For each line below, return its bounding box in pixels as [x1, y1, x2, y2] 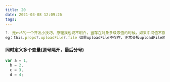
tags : [5, 17, 17, 22]
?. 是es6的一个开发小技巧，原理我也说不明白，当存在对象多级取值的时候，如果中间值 [5, 31, 158, 36]
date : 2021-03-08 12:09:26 [5, 12, 62, 17]
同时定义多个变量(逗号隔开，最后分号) [5, 46, 84, 53]
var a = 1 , [5, 58, 28, 63]
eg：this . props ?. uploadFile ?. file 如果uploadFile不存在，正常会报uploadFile [5, 35, 162, 40]
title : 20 [5, 7, 26, 13]
